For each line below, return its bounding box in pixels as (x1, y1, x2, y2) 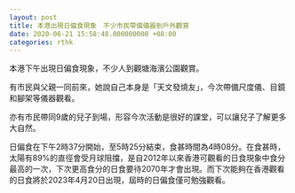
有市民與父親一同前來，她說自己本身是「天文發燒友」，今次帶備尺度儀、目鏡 (9, 81, 286, 93)
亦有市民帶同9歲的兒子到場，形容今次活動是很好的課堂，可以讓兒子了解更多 (9, 112, 287, 122)
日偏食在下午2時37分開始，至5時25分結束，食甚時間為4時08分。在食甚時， (9, 142, 286, 152)
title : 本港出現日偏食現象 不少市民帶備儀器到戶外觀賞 (9, 21, 189, 30)
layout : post (9, 12, 58, 22)
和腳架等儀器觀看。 (9, 93, 80, 104)
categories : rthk (9, 37, 74, 47)
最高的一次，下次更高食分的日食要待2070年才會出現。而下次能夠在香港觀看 (9, 164, 285, 174)
